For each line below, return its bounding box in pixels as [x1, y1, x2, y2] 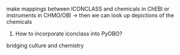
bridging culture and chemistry [6, 42, 84, 49]
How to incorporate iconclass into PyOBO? [15, 30, 123, 37]
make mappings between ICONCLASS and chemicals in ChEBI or [6, 5, 170, 12]
